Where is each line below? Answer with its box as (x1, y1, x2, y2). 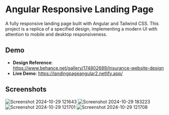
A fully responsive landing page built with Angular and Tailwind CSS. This (5, 20, 159, 26)
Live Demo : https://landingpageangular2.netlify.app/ (12, 70, 123, 76)
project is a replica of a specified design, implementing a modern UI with (5, 25, 158, 32)
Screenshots (5, 85, 47, 94)
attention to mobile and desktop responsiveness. (5, 31, 108, 37)
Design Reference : (12, 60, 53, 66)
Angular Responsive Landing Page (5, 4, 154, 15)
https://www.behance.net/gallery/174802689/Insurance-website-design (12, 65, 164, 71)
